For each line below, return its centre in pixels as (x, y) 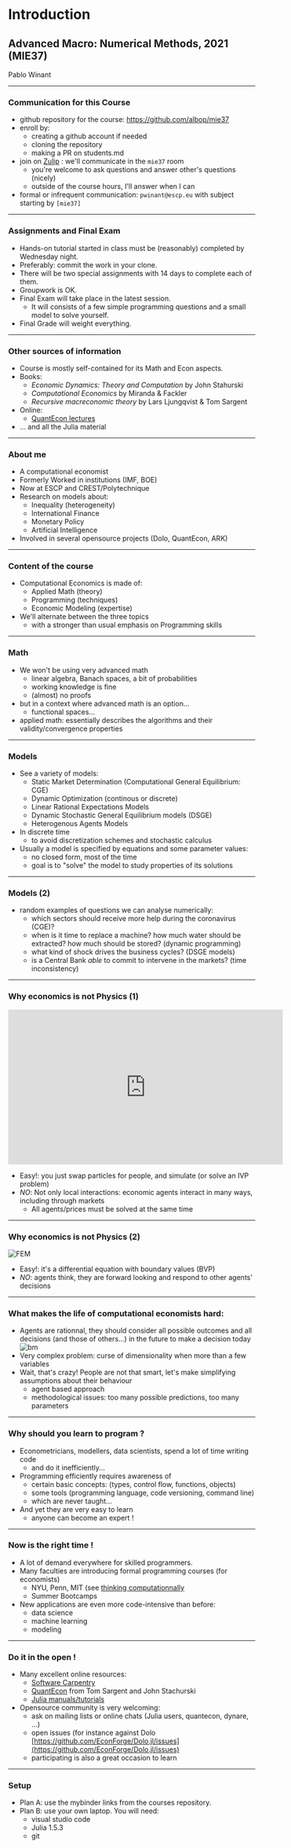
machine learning (59, 1621)
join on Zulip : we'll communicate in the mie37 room (102, 161)
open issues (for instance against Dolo (93, 1733)
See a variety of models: (59, 773)
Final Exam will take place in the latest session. (95, 298)
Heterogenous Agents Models (80, 824)
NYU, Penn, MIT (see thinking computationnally (108, 1588)
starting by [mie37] (50, 203)
